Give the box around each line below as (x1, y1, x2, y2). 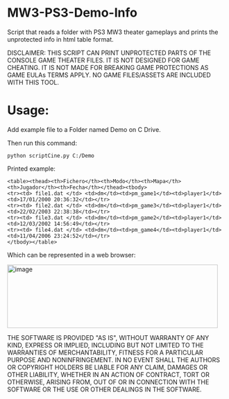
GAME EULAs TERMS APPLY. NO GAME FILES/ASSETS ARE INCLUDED (7, 71, 212, 79)
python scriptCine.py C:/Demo (7, 152, 95, 159)
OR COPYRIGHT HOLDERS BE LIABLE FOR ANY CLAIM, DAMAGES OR (7, 363, 208, 371)
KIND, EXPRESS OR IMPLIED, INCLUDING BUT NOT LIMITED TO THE (7, 341, 204, 349)
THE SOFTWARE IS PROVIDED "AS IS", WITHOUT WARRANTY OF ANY (7, 333, 210, 341)
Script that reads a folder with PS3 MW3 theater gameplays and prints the (7, 28, 219, 36)
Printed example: (7, 164, 56, 173)
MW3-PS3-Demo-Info (7, 5, 137, 21)
